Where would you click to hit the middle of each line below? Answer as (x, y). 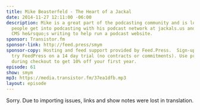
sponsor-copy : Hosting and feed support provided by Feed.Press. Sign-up (101, 51)
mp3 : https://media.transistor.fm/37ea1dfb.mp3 (66, 78)
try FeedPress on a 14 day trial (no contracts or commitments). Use (99, 56)
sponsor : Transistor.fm (36, 39)
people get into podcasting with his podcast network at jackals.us (98, 28)
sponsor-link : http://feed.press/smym (54, 45)
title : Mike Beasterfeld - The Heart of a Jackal (69, 12)
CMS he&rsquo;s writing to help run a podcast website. (82, 34)
